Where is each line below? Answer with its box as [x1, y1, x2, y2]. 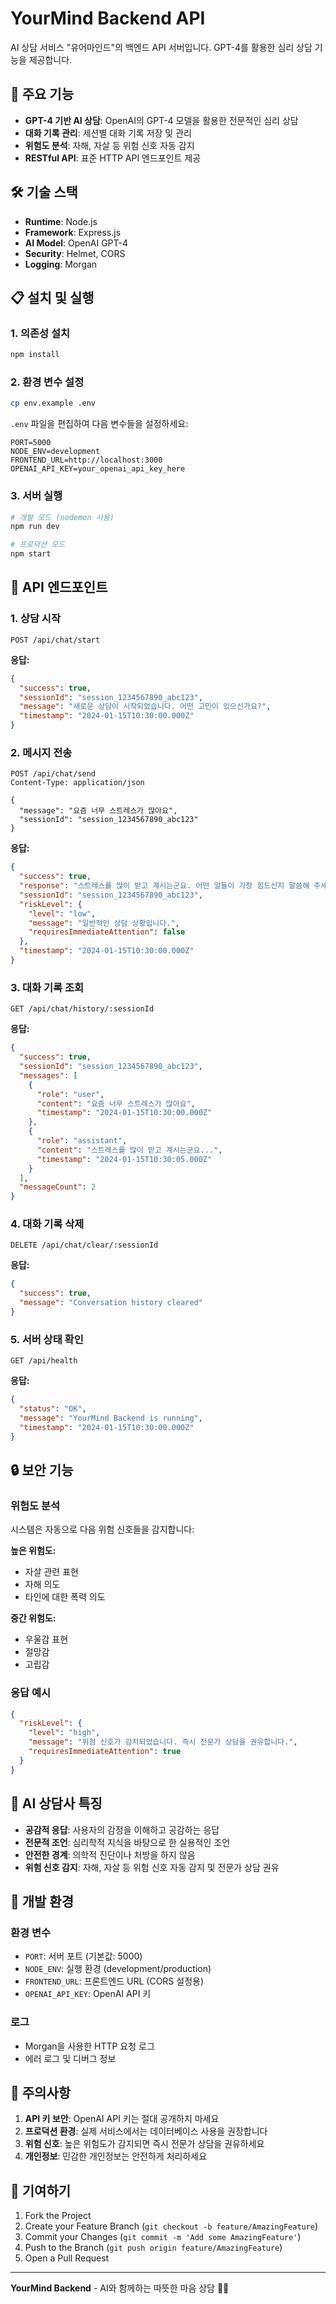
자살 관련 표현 [24, 1566, 79, 1578]
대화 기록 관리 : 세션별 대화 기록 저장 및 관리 [24, 127, 192, 139]
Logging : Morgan [24, 258, 98, 270]
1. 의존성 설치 [10, 326, 71, 340]
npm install [10, 350, 60, 360]
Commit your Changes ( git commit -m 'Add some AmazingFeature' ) [24, 2231, 302, 2243]
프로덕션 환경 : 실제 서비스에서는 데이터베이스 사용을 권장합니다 [24, 2125, 268, 2137]
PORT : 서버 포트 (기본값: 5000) [24, 1950, 143, 1962]
